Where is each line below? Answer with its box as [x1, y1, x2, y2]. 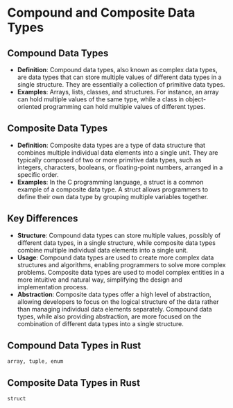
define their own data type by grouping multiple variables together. [17, 192, 209, 201]
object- [185, 95, 207, 103]
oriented [17, 103, 42, 110]
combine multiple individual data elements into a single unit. [17, 246, 189, 254]
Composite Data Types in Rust [7, 377, 141, 389]
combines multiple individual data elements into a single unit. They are [17, 148, 218, 157]
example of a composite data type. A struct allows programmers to [17, 185, 209, 194]
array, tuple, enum [7, 358, 64, 365]
